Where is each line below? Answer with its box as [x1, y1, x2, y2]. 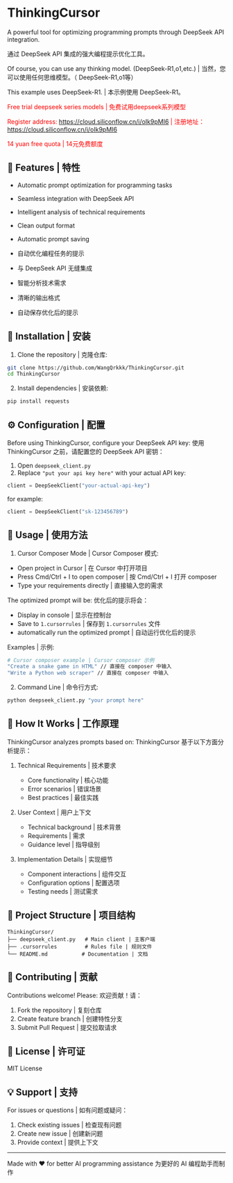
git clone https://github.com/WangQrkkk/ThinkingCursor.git [7, 364, 185, 371]
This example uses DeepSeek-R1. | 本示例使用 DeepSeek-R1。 [7, 88, 185, 96]
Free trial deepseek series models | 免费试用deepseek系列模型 [7, 102, 186, 111]
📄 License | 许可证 [7, 1045, 85, 1057]
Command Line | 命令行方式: [17, 683, 98, 691]
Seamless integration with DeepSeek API [17, 194, 134, 202]
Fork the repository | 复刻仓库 [17, 1006, 102, 1014]
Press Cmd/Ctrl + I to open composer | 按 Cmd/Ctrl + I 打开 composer [17, 572, 217, 581]
